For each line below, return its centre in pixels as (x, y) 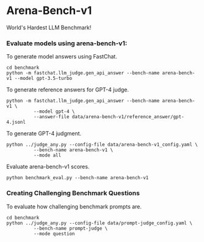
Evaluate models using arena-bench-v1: (67, 43)
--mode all (47, 155)
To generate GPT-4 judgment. (44, 133)
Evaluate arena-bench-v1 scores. (48, 167)
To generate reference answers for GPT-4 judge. (68, 90)
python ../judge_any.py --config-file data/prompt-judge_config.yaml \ (99, 223)
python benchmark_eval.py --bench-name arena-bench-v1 (78, 178)
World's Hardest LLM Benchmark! (49, 27)
